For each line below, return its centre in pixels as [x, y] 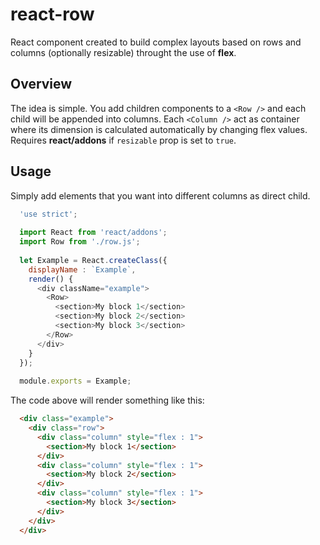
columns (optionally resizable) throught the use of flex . [123, 52]
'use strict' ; [48, 214]
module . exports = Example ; [75, 381]
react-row [52, 14]
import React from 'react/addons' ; [93, 233]
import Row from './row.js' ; [80, 242]
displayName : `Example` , [82, 269]
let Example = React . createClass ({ [93, 260]
